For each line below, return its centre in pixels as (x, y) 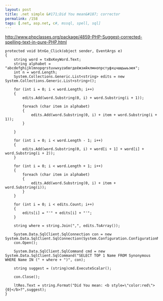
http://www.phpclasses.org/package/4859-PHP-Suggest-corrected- (74, 37)
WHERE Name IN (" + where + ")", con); (45, 260)
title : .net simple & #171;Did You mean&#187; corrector (63, 14)
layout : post (18, 9)
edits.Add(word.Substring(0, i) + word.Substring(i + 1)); (83, 98)
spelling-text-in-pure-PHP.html (36, 42)
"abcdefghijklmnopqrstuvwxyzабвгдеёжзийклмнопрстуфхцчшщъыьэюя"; (72, 68)
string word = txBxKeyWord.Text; (48, 60)
